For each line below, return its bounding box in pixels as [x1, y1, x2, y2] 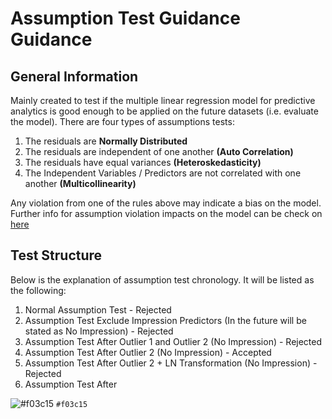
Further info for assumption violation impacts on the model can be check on [10, 208, 323, 219]
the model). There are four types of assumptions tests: [10, 116, 235, 127]
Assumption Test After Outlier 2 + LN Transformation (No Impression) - [24, 357, 318, 369]
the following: [10, 284, 67, 296]
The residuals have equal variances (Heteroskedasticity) [24, 157, 262, 168]
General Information [10, 68, 139, 85]
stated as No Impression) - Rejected [24, 325, 174, 337]
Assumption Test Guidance [10, 7, 241, 30]
